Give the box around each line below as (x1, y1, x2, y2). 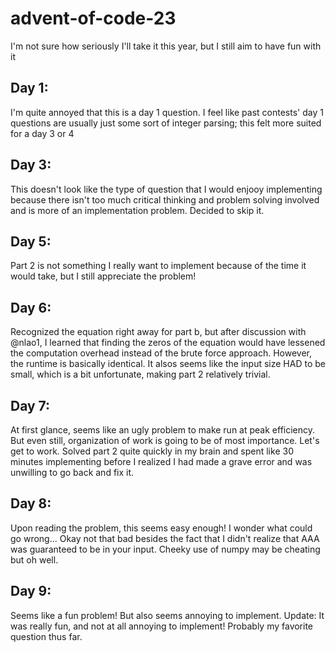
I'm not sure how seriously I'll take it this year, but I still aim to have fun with (10, 40, 322, 52)
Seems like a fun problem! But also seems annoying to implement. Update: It (10, 609, 325, 621)
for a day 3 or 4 (10, 127, 75, 139)
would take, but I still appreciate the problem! (10, 270, 197, 282)
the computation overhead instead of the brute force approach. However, (10, 347, 312, 359)
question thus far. (10, 630, 83, 642)
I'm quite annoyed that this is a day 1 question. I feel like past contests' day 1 (10, 106, 324, 118)
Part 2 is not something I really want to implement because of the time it (10, 260, 307, 272)
